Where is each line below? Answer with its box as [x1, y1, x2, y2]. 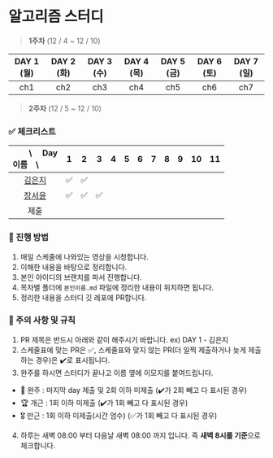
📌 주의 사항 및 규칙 [8, 315, 76, 326]
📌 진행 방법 [8, 232, 49, 243]
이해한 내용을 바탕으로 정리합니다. [19, 262, 128, 272]
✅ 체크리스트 [8, 125, 56, 137]
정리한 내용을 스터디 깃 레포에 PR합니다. [19, 292, 147, 302]
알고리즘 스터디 [8, 7, 104, 26]
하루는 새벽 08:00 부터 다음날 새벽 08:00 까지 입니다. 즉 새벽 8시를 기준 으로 [19, 430, 262, 440]
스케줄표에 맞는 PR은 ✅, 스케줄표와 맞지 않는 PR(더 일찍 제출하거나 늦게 [19, 345, 246, 355]
